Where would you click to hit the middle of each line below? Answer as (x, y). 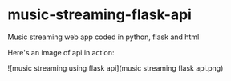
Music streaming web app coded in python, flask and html (103, 37)
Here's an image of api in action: (61, 52)
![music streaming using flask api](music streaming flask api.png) (115, 68)
